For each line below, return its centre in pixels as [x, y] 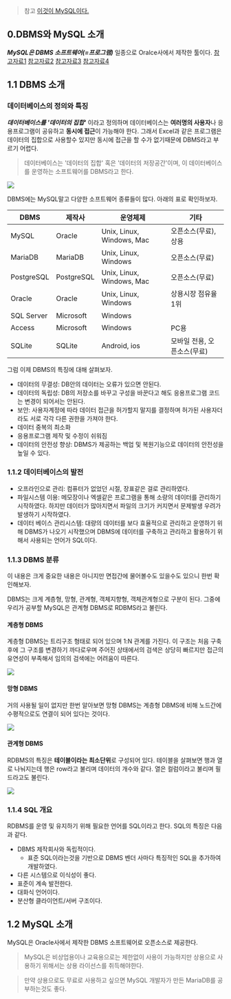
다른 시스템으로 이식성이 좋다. [57, 875]
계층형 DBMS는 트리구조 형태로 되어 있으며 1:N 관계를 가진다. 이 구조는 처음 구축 [114, 641]
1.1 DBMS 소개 [36, 85]
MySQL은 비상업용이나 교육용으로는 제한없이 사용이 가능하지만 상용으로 [120, 957]
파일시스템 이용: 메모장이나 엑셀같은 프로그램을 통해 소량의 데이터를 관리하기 [119, 497]
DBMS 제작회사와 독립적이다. [56, 849]
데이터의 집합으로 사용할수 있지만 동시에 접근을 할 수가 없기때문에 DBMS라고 [109, 140]
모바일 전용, [188, 341]
